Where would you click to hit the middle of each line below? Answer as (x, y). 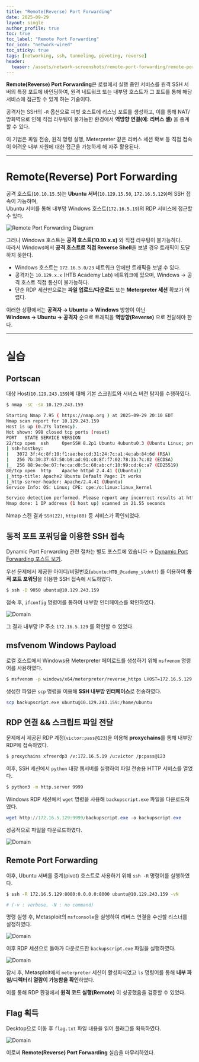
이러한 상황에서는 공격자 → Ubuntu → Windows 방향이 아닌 (76, 310)
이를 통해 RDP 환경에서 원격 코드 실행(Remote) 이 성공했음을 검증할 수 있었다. (96, 993)
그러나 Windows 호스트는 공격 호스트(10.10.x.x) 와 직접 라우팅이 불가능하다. (94, 240)
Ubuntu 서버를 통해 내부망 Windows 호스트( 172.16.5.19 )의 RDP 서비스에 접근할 (99, 209)
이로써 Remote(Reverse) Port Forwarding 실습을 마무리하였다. (81, 1053)
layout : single (25, 23)
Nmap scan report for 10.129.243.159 (53, 421)
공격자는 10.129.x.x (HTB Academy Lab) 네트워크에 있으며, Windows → (100, 275)
